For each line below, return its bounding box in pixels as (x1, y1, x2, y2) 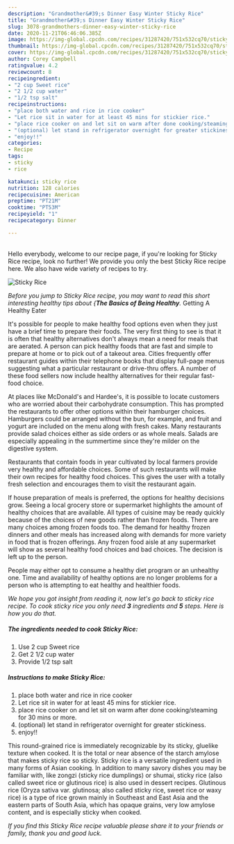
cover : (8, 49, 27, 56)
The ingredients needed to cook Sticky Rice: (8, 625, 138, 634)
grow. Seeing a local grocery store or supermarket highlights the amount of (8, 501, 223, 509)
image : (8, 36, 27, 43)
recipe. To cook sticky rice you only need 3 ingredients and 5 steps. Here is (8, 602, 224, 610)
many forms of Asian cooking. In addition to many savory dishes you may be (8, 763, 226, 772)
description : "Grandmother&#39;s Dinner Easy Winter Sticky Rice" (8, 10, 204, 17)
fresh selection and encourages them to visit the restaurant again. (8, 480, 197, 488)
